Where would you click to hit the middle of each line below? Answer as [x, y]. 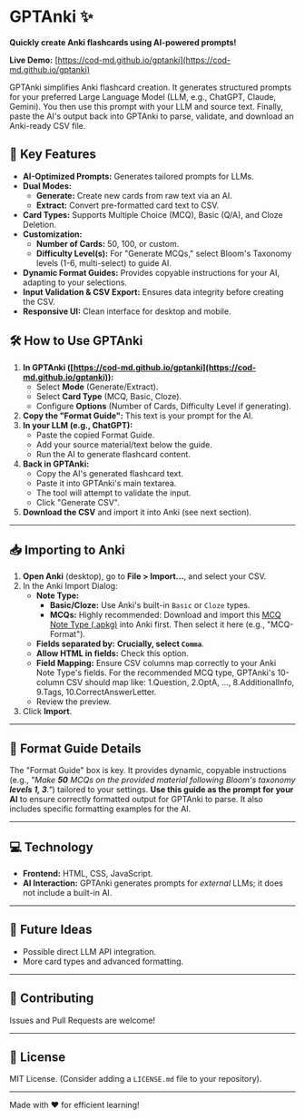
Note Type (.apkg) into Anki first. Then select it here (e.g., [157, 624]
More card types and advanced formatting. [103, 961]
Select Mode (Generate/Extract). [97, 387]
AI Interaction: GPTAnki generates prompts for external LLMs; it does [152, 883]
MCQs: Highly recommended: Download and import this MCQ [165, 615]
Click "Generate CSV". [78, 502]
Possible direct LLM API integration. [89, 951]
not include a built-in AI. [67, 893]
